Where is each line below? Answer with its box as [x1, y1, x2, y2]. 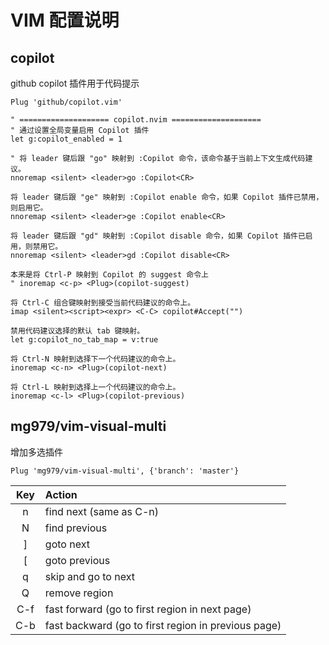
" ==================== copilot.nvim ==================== [10, 115, 262, 125]
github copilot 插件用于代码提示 [10, 77, 140, 89]
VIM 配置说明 [10, 9, 120, 32]
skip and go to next [44, 569, 135, 583]
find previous [44, 521, 108, 535]
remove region [44, 586, 114, 600]
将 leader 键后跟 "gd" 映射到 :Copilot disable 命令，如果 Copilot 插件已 [10, 231, 306, 241]
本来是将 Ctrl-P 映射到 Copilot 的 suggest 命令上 [10, 270, 209, 280]
